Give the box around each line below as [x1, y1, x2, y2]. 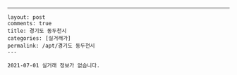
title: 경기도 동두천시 [7, 27, 67, 34]
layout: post [7, 14, 46, 21]
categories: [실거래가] [7, 35, 71, 42]
